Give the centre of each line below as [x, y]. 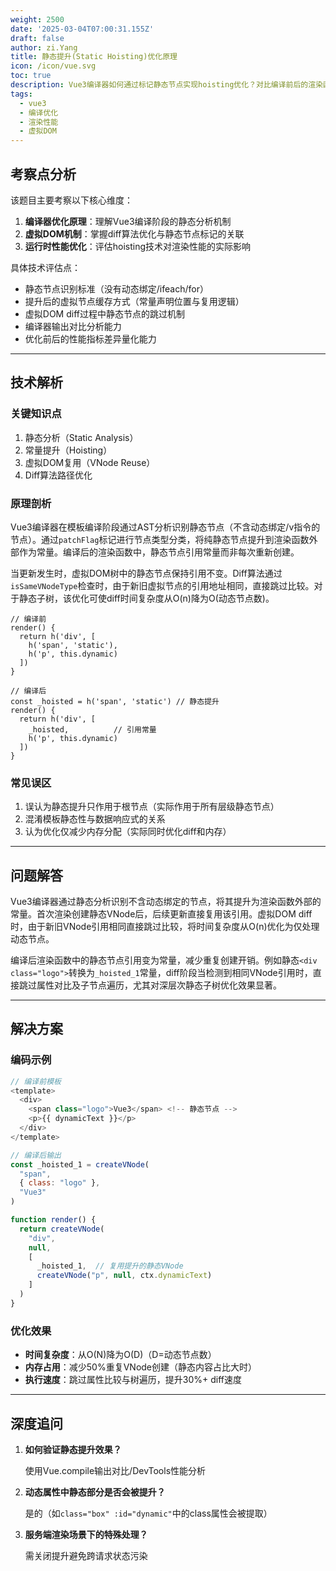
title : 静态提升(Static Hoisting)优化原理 [94, 57]
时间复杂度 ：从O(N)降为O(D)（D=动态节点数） [120, 1355]
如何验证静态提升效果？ [73, 1449]
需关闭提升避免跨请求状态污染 [86, 1555]
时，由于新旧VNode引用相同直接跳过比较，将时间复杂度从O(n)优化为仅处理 [165, 927]
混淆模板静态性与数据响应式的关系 [95, 819]
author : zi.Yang [44, 47]
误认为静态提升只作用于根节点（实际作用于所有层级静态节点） [152, 807]
